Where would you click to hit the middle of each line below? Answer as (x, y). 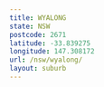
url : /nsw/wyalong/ (46, 60)
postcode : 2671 (38, 34)
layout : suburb (38, 69)
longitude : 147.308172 (52, 52)
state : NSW (30, 26)
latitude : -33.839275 (50, 43)
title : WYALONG (38, 18)
